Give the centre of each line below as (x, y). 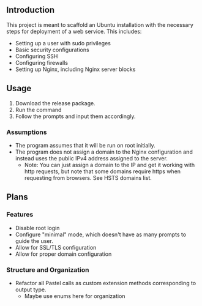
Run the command (38, 110)
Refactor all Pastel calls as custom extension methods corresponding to (106, 283)
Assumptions (27, 132)
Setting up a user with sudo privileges (63, 43)
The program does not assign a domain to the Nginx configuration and (104, 152)
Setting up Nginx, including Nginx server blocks (75, 69)
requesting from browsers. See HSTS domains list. (88, 177)
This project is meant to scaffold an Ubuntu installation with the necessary (100, 24)
